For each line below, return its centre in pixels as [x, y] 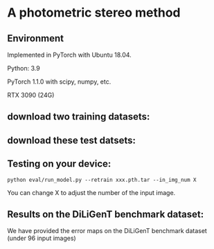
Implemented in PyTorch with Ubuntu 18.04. [69, 55]
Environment [36, 38]
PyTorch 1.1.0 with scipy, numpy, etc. [59, 82]
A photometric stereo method [94, 13]
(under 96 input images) [42, 238]
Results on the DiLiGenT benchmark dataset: [106, 214]
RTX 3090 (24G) [31, 95]
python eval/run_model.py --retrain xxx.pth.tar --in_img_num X [102, 180]
